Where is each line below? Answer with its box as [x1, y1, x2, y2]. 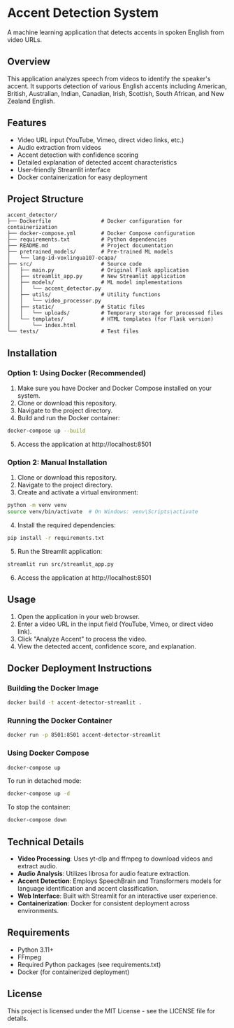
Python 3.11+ [17, 945, 54, 954]
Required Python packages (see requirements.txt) [17, 960, 161, 968]
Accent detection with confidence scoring [17, 151, 138, 159]
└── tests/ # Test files [7, 328, 139, 335]
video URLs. [7, 35, 43, 43]
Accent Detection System [7, 5, 159, 21]
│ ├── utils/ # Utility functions [7, 291, 161, 298]
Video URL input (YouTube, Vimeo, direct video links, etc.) [17, 135, 184, 144]
